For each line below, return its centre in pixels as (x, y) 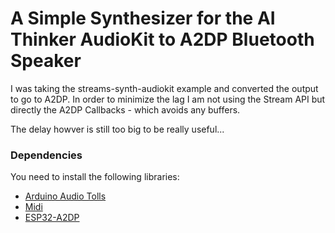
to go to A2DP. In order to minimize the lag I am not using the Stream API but (168, 99)
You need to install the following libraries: (95, 177)
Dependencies (46, 155)
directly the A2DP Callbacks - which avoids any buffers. (125, 109)
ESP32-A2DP (52, 218)
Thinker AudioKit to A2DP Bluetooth (162, 39)
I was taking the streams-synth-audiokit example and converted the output (164, 88)
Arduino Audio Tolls (65, 196)
